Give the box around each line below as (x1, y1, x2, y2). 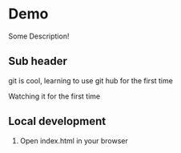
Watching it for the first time (8, 91, 101, 101)
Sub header (8, 54, 68, 68)
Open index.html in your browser (19, 135, 128, 145)
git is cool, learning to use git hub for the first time (8, 75, 174, 85)
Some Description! (8, 31, 70, 41)
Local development (8, 115, 107, 128)
